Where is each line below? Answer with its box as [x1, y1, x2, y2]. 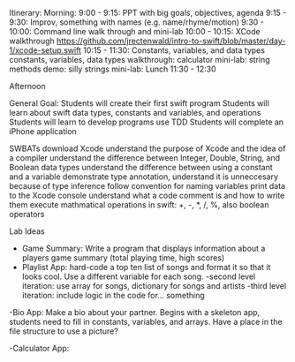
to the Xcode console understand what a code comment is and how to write [9, 190, 285, 200]
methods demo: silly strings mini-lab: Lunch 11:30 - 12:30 [9, 64, 216, 74]
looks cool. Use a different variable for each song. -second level [21, 271, 256, 282]
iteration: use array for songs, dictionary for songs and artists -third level [21, 281, 287, 290]
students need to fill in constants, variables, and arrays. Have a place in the [9, 317, 283, 327]
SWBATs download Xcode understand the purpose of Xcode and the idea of [9, 143, 286, 154]
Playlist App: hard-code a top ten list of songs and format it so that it [21, 262, 271, 272]
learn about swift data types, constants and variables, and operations [9, 108, 262, 117]
